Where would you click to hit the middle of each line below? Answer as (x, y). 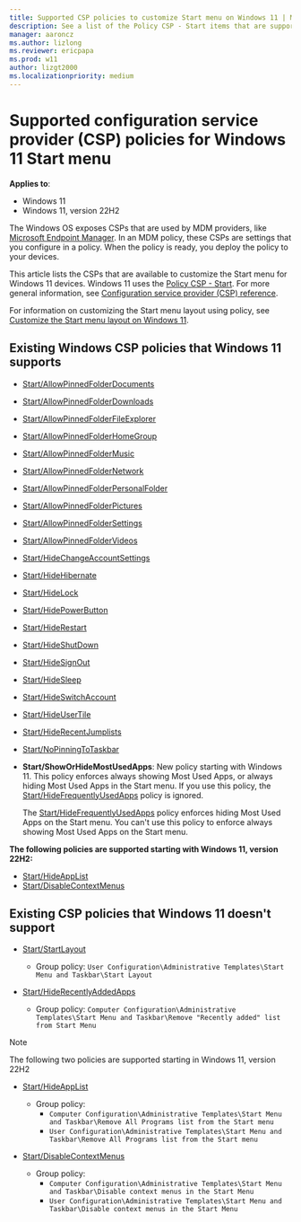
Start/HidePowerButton (65, 610)
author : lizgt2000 (43, 68)
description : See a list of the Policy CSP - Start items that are (138, 26)
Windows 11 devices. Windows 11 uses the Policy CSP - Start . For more (140, 283)
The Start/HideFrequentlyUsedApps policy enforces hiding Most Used (151, 813)
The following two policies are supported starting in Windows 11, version (142, 1059)
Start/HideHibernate (59, 575)
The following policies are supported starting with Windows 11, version (144, 848)
